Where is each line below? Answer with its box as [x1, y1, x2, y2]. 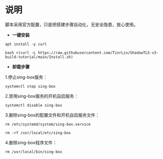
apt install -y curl [5, 42, 47, 46]
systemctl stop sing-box [5, 84, 56, 89]
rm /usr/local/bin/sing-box [5, 149, 63, 154]
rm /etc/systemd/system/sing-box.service [5, 122, 91, 127]
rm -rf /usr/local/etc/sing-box [5, 130, 71, 135]
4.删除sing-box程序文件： [5, 139, 57, 145]
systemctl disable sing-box [5, 103, 63, 108]
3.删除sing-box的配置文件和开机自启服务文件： [5, 112, 100, 118]
